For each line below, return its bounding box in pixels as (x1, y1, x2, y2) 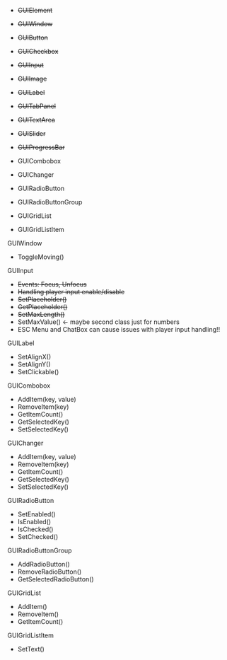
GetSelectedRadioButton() (17, 575, 94, 583)
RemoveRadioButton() (17, 567, 82, 576)
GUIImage (17, 74, 47, 83)
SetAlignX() (17, 353, 52, 361)
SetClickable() (17, 368, 59, 376)
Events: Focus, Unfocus (17, 280, 87, 289)
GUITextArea (17, 116, 55, 124)
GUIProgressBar (17, 143, 65, 151)
